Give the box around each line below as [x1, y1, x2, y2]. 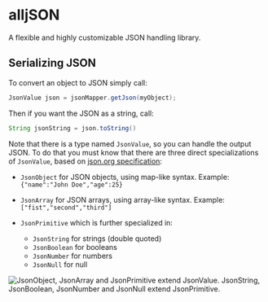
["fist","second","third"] [20, 204, 112, 212]
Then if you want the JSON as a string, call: [8, 108, 155, 118]
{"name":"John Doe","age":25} [20, 181, 124, 189]
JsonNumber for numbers [32, 251, 112, 260]
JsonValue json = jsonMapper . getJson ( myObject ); [8, 94, 177, 102]
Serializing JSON [8, 56, 96, 70]
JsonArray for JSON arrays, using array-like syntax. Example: [20, 195, 226, 204]
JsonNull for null [32, 259, 88, 269]
